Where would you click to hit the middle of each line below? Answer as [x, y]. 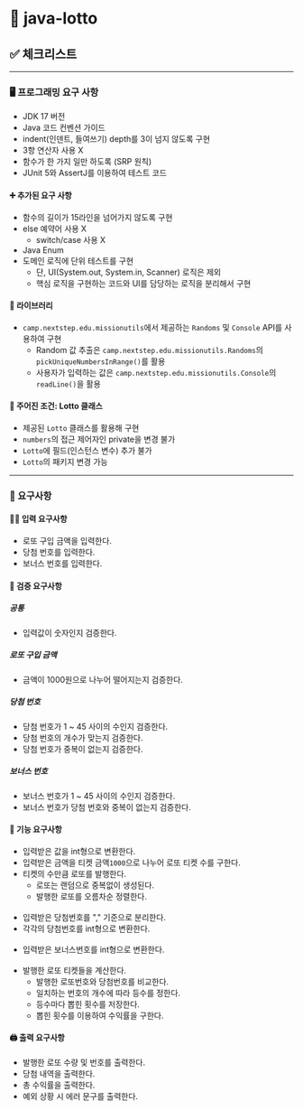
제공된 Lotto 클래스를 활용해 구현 [81, 427]
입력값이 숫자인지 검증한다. [69, 632]
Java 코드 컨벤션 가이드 [64, 128]
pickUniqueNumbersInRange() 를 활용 [101, 361]
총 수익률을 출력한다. [59, 1085]
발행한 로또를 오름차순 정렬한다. [91, 896]
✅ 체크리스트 [43, 54]
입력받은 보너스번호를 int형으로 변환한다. [93, 949]
